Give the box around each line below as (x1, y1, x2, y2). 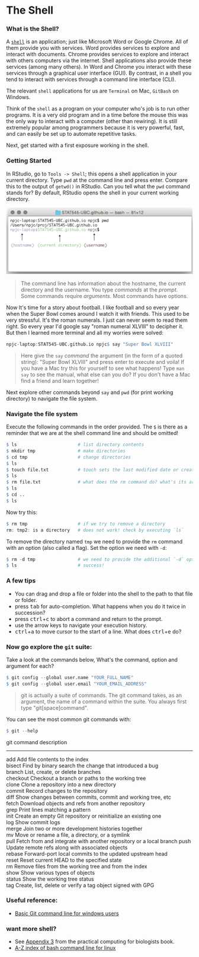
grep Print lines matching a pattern (6, 806, 91, 813)
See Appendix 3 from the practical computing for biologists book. (14, 938, 175, 945)
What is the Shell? (6, 25, 59, 33)
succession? (14, 609, 46, 616)
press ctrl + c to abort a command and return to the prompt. (14, 615, 163, 622)
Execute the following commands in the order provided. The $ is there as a (6, 423, 188, 430)
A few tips (6, 577, 36, 585)
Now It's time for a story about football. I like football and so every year (6, 303, 179, 311)
